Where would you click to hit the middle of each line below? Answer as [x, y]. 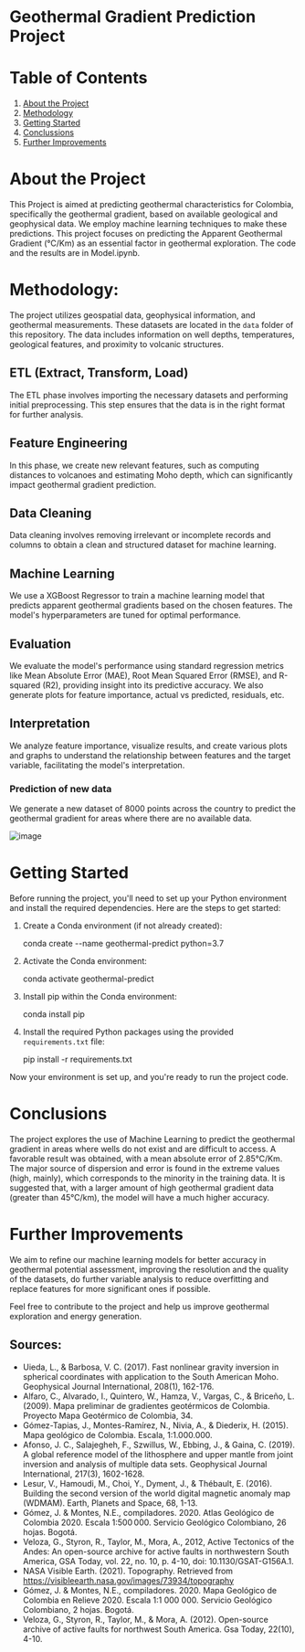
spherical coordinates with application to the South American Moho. [151, 1376]
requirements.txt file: [63, 1042]
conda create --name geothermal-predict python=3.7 [123, 944]
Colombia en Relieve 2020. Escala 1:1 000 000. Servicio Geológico [147, 1600]
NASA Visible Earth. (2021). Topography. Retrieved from [128, 1571]
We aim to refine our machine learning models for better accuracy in [138, 1259]
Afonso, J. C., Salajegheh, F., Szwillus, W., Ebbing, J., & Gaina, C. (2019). [158, 1445]
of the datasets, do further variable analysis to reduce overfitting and [139, 1279]
